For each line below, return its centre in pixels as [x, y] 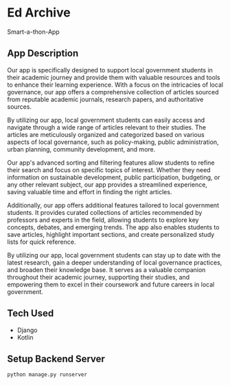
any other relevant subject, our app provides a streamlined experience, [107, 185]
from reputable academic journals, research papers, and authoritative [105, 99]
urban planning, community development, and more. [81, 149]
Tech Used [31, 314]
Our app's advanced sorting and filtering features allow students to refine [111, 163]
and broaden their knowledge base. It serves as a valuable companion [106, 269]
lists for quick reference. [42, 242]
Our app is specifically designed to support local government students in [110, 70]
